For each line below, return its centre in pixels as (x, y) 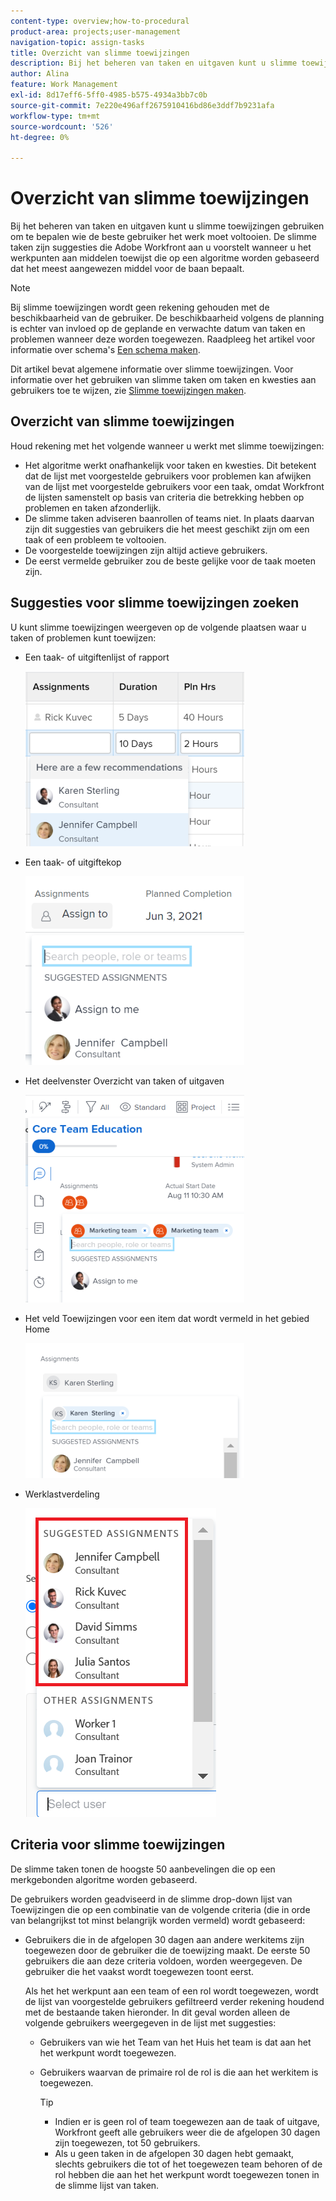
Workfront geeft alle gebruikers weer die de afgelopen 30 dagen (187, 2132)
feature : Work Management (64, 85)
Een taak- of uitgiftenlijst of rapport (97, 657)
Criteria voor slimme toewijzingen (118, 1845)
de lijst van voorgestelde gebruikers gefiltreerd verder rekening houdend (174, 2001)
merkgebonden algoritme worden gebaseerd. (104, 1879)
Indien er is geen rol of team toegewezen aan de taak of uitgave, (187, 2121)
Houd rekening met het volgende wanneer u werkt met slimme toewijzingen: (167, 446)
